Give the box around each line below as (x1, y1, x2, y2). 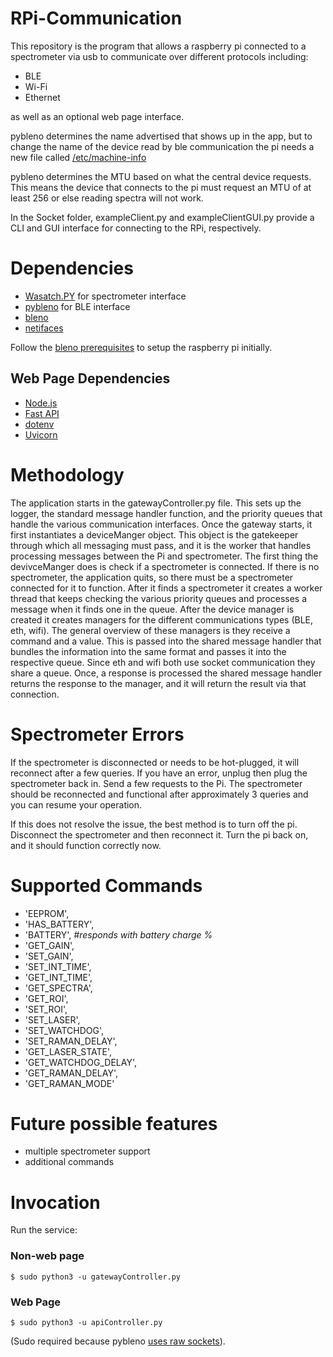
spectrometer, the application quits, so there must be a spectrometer (10, 571, 294, 583)
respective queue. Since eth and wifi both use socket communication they (10, 656, 316, 668)
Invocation (10, 1191, 101, 1214)
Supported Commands (10, 874, 203, 897)
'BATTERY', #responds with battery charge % (24, 928, 213, 941)
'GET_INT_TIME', (24, 971, 93, 983)
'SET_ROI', (24, 1003, 68, 1015)
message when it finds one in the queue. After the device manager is (10, 603, 295, 615)
